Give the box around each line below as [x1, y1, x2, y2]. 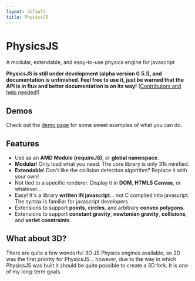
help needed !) [6, 89, 40, 96]
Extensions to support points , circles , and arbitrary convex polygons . [14, 204, 185, 212]
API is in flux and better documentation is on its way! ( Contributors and [6, 83, 181, 90]
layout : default [6, 8, 46, 15]
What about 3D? [6, 233, 67, 244]
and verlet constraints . [14, 217, 72, 224]
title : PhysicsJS [6, 14, 49, 20]
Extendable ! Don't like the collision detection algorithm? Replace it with [14, 167, 187, 174]
